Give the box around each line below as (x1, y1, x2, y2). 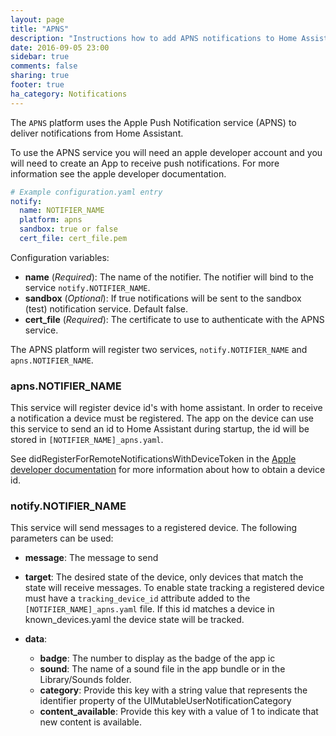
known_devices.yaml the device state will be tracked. (24, 614, 245, 626)
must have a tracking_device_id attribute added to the (24, 592, 251, 605)
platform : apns (19, 215, 83, 225)
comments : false (10, 61, 78, 71)
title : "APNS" (10, 24, 70, 34)
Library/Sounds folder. (39, 674, 132, 686)
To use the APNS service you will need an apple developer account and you (10, 146, 323, 158)
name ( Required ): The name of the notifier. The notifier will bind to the (24, 271, 314, 283)
